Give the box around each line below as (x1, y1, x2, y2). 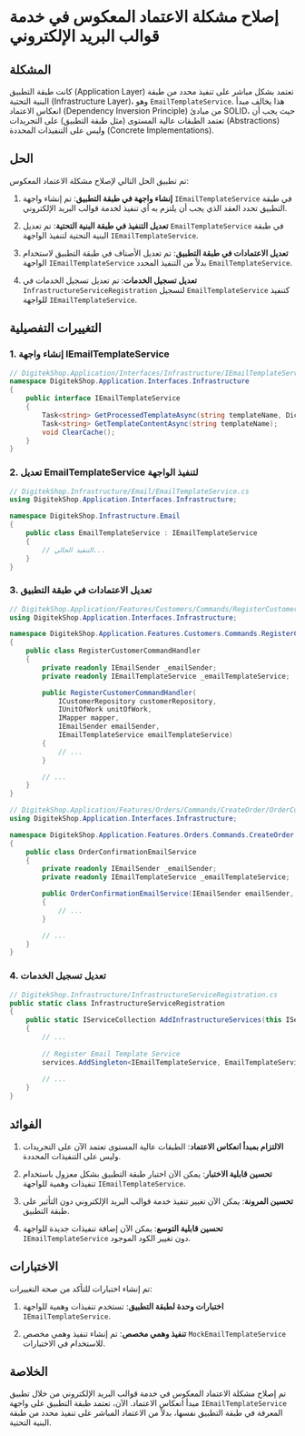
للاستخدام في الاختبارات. (22, 1338, 106, 1349)
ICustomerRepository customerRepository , (57, 696, 218, 706)
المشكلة (9, 62, 52, 77)
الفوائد (9, 1117, 43, 1132)
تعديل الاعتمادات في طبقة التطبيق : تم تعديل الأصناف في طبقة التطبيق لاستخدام (22, 248, 289, 258)
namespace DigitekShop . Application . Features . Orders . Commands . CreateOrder (9, 830, 295, 839)
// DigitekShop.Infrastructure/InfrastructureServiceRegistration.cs (9, 990, 279, 999)
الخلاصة (9, 1364, 48, 1380)
